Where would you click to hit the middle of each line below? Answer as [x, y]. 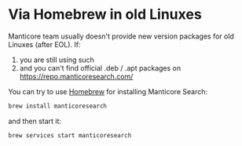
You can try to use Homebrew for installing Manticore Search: [108, 91]
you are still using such [57, 60]
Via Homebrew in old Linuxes [105, 15]
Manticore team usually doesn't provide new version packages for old [121, 36]
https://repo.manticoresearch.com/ [76, 76]
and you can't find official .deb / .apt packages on [100, 68]
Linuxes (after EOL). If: [44, 44]
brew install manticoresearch [58, 106]
